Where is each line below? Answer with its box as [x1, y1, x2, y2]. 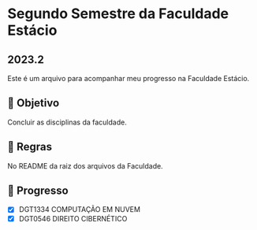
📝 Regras [7, 140, 53, 154]
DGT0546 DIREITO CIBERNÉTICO [18, 213, 128, 223]
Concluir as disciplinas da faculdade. [7, 117, 127, 127]
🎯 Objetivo [7, 96, 60, 110]
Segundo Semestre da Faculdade [7, 5, 229, 23]
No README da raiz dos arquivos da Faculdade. [7, 161, 163, 170]
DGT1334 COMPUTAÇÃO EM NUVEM [18, 205, 141, 214]
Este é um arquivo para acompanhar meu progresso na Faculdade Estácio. [7, 74, 250, 83]
